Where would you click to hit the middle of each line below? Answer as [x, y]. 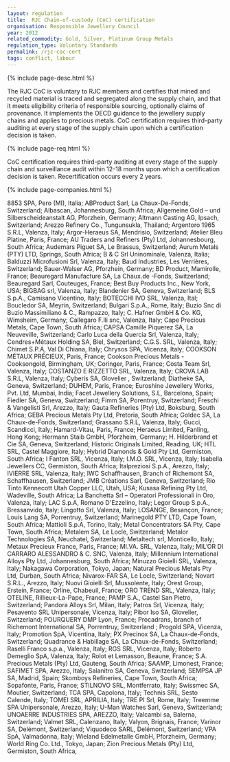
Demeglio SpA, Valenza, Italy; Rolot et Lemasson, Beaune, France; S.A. [107, 656]
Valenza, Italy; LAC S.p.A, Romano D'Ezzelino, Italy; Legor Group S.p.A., [109, 502]
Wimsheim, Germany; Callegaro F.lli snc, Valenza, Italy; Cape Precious [106, 320]
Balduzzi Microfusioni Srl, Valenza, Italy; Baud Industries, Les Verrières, [108, 261]
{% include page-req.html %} [49, 148]
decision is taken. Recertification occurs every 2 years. [85, 176]
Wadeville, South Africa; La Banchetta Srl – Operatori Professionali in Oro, [111, 495]
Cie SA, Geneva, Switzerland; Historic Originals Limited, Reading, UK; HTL [112, 444]
